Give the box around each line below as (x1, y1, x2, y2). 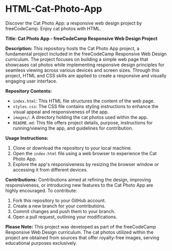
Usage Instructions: (5, 135, 49, 141)
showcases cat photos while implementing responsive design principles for (5, 61, 165, 68)
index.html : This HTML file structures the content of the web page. (12, 98, 155, 104)
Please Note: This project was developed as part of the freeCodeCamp (5, 223, 157, 229)
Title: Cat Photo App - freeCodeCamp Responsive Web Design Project (5, 35, 158, 41)
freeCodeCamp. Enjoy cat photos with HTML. (5, 25, 102, 31)
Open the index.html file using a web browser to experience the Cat (12, 150, 157, 156)
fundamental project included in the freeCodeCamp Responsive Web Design (5, 51, 167, 57)
